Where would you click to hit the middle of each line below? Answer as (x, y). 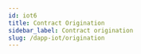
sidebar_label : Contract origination (71, 30)
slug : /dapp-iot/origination (57, 38)
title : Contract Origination (57, 23)
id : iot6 (23, 15)
